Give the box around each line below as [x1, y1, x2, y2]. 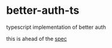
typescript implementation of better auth [6, 23, 106, 31]
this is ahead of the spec [6, 35, 67, 42]
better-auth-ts [6, 4, 80, 17]
